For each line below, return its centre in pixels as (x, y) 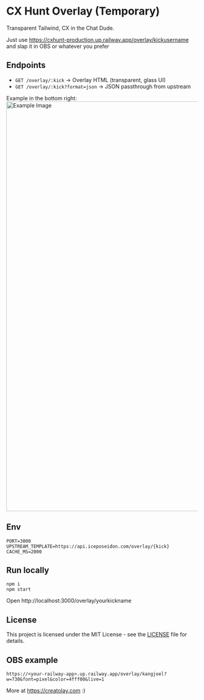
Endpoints (26, 65)
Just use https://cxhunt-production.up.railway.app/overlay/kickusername (98, 39)
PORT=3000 (19, 541)
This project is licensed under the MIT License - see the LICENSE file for (97, 634)
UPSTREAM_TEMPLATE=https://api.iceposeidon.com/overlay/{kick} (88, 546)
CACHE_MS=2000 (24, 552)
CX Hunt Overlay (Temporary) (83, 11)
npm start (19, 590)
